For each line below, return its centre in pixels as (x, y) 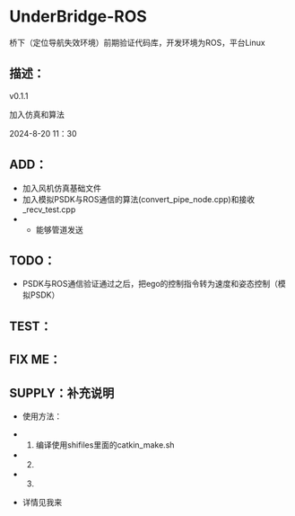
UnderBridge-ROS (78, 17)
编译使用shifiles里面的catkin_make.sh (105, 445)
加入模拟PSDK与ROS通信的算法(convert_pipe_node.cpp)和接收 (139, 199)
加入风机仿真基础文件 (61, 188)
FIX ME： (35, 360)
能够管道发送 (59, 229)
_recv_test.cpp (49, 209)
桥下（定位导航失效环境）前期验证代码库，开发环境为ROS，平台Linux (138, 42)
